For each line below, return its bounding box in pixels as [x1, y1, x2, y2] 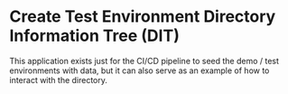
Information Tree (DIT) [9, 25, 181, 46]
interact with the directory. [9, 74, 108, 85]
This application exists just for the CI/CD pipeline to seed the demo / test [9, 55, 280, 66]
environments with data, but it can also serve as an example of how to [9, 65, 270, 76]
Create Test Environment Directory [9, 6, 276, 27]
